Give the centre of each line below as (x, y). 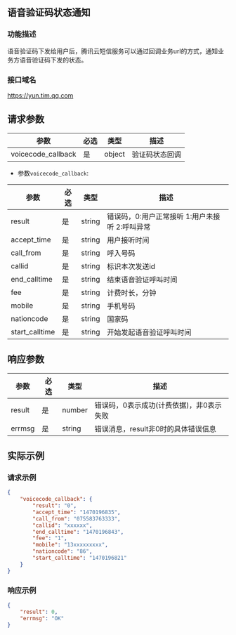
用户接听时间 (128, 240)
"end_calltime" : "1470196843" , (78, 532)
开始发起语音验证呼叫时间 (149, 332)
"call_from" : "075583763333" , (77, 518)
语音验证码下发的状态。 (53, 60)
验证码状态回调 (156, 155)
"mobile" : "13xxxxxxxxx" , (71, 545)
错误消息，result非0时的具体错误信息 (155, 428)
